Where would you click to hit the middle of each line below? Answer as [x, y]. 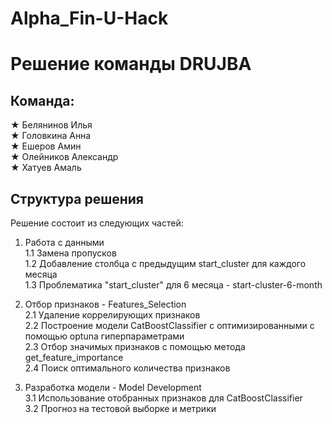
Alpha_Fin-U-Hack [89, 18]
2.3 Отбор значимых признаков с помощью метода [135, 346]
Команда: [42, 100]
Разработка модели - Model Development [113, 387]
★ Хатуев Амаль [46, 168]
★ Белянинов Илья [51, 125]
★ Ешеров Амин [46, 146]
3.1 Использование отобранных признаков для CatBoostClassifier [163, 398]
